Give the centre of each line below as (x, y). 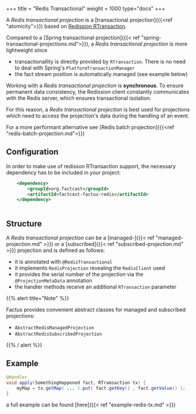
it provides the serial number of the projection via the (79, 274)
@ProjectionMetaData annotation (53, 280)
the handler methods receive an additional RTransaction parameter (95, 287)
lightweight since (27, 50)
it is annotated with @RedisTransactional (64, 262)
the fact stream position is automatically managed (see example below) (101, 74)
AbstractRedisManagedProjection (54, 328)
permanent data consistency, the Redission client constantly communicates (98, 92)
